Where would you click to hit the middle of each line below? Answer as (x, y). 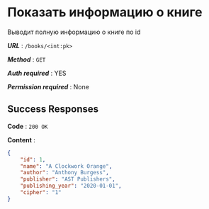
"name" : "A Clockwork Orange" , (66, 166)
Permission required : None (49, 86)
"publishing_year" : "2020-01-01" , (71, 186)
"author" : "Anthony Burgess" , (65, 173)
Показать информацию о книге (105, 12)
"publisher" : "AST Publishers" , (68, 179)
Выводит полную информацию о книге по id (74, 32)
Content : (21, 140)
